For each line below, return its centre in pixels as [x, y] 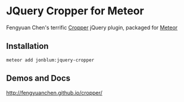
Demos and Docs [38, 78]
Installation [27, 46]
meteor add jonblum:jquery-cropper [50, 60]
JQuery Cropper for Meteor [75, 11]
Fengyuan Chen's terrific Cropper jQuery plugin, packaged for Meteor [92, 27]
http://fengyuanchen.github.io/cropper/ [54, 92]
